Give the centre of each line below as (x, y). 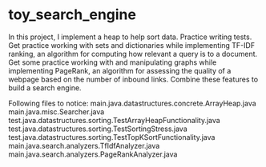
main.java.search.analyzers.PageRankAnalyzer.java (93, 154)
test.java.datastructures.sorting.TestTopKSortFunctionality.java (112, 137)
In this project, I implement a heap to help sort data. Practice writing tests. (130, 37)
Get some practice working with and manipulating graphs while (113, 62)
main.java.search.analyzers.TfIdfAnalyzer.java (84, 145)
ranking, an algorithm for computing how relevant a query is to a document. (133, 54)
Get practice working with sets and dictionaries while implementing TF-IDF (131, 45)
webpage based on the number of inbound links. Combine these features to (133, 79)
